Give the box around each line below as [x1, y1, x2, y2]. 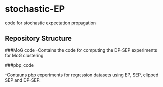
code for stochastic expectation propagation [5, 20, 96, 26]
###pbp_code [5, 62, 34, 68]
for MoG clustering [5, 52, 44, 58]
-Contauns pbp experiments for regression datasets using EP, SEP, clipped [5, 72, 159, 78]
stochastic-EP [5, 3, 65, 15]
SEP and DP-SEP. [5, 77, 41, 83]
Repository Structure [5, 34, 72, 43]
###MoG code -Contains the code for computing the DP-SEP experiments [5, 47, 158, 53]
